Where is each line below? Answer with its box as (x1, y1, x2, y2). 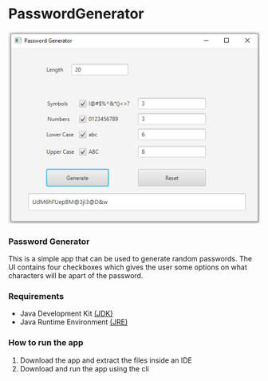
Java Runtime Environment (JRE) (19, 317, 128, 327)
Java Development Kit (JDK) (19, 308, 113, 319)
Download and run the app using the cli (19, 363, 149, 373)
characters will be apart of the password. (8, 271, 144, 281)
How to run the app (8, 337, 84, 348)
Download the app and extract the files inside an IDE (19, 355, 193, 365)
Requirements (8, 290, 65, 301)
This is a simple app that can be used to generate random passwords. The (8, 254, 253, 264)
